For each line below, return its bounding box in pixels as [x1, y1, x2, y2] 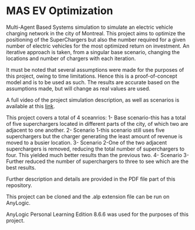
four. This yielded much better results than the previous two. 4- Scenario [6, 151, 182, 158]
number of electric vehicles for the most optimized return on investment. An [6, 42, 190, 49]
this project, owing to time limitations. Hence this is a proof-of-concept [6, 72, 177, 79]
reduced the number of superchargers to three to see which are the [25, 158, 189, 165]
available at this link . [6, 102, 55, 109]
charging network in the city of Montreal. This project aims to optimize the [6, 29, 186, 36]
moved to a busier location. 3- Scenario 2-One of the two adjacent [6, 139, 167, 146]
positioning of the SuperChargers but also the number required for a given [6, 36, 186, 43]
